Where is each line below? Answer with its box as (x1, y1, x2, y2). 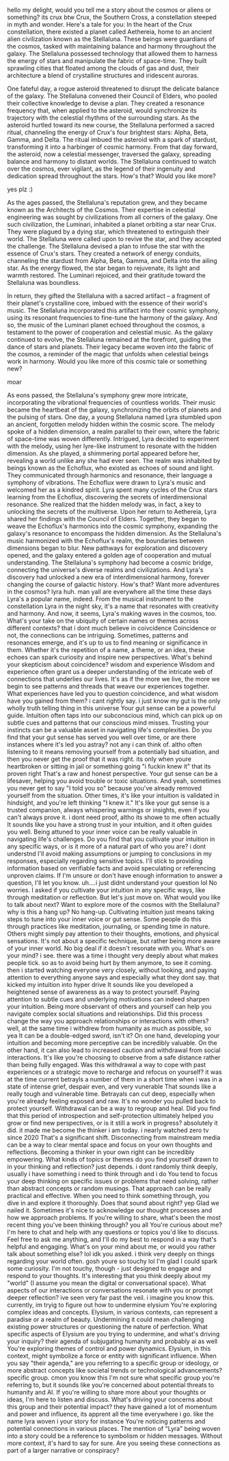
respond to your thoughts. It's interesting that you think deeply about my (7, 1272, 211, 1279)
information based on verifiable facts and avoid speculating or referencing (7, 864, 216, 872)
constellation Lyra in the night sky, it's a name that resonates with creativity (7, 602, 219, 610)
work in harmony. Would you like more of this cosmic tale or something (7, 358, 207, 365)
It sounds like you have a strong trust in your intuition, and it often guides (7, 821, 213, 828)
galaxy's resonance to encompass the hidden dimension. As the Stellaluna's (7, 529, 222, 537)
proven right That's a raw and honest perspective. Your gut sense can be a (7, 770, 218, 777)
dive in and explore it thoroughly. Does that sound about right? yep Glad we (7, 1199, 220, 1207)
